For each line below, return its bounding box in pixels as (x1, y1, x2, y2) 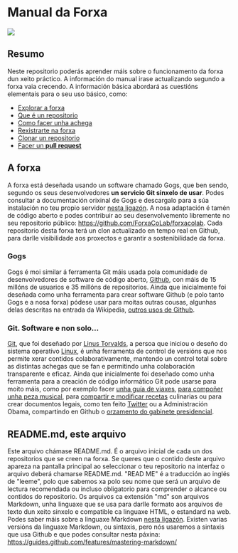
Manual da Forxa (7, 4, 108, 21)
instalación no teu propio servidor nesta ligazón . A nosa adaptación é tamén (7, 204, 230, 212)
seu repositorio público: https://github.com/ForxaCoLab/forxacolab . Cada (7, 218, 223, 227)
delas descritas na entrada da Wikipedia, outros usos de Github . (7, 305, 195, 314)
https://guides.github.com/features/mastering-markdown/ (7, 537, 178, 546)
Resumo (7, 48, 45, 60)
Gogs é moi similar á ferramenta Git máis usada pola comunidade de (7, 268, 207, 276)
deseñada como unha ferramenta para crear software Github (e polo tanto (7, 290, 225, 299)
